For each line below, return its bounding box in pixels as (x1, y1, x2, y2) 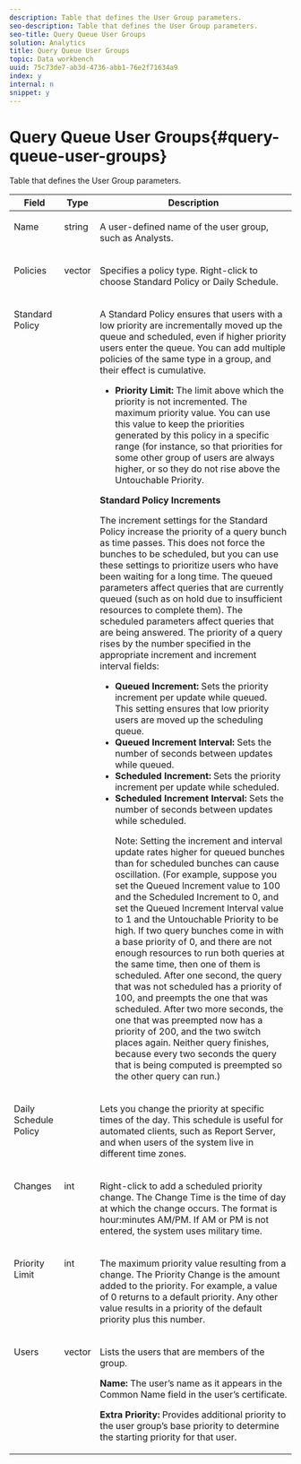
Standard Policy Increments (99, 494, 221, 507)
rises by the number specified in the (99, 637, 252, 650)
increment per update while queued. (115, 691, 268, 704)
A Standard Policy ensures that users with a (99, 308, 283, 321)
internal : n (9, 80, 54, 89)
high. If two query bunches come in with (115, 924, 284, 937)
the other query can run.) (115, 1070, 221, 1083)
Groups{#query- (153, 126, 280, 147)
